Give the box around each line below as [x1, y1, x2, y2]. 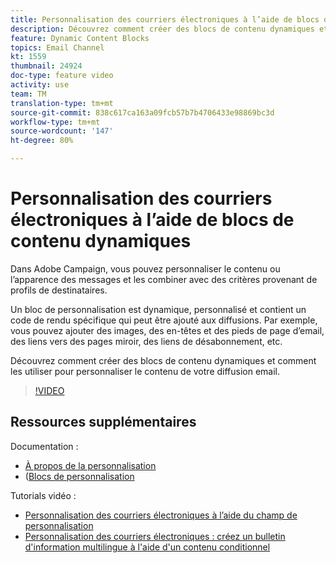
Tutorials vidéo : [10, 489, 77, 501]
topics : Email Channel [10, 42, 105, 53]
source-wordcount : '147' [10, 126, 114, 136]
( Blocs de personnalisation [24, 470, 135, 482]
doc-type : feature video [10, 71, 114, 81]
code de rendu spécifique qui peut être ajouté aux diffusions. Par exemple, [10, 314, 318, 326]
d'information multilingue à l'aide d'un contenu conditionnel [24, 541, 271, 553]
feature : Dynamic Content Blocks [10, 33, 150, 43]
